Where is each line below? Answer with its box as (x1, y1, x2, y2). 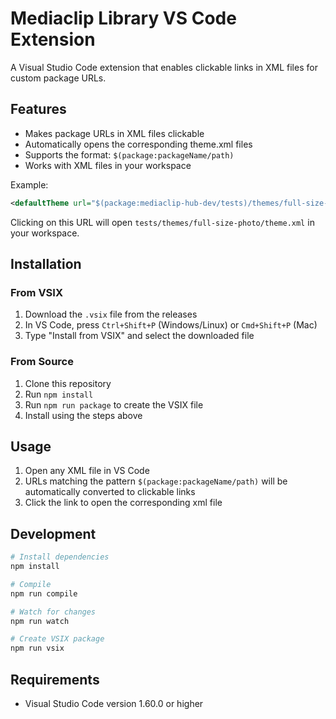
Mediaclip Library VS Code (10, 7, 237, 30)
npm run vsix (10, 643, 65, 654)
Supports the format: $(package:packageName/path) (24, 148, 235, 161)
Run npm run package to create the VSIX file (24, 398, 204, 411)
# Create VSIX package (10, 634, 105, 644)
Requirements (10, 671, 100, 688)
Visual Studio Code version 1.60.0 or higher (24, 698, 204, 710)
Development (10, 525, 97, 542)
